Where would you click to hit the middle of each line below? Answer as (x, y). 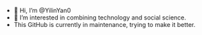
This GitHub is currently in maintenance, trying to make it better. (104, 25)
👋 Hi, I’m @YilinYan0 (42, 10)
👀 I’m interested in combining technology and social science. (100, 17)
